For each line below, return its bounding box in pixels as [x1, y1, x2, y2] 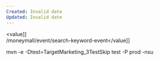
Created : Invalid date [6, 8, 62, 15]
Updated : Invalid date [6, 14, 62, 20]
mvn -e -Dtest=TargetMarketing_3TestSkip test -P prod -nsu [6, 48, 154, 55]
